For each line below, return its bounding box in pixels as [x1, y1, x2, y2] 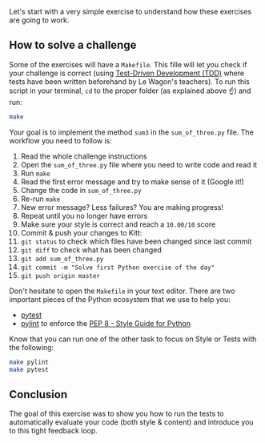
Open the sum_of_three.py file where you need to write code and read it [20, 159, 258, 169]
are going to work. [9, 15, 70, 25]
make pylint [9, 358, 49, 366]
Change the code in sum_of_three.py [20, 185, 143, 195]
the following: [9, 342, 54, 352]
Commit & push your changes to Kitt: [20, 228, 143, 237]
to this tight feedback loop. [9, 426, 98, 436]
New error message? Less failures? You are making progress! [20, 202, 223, 211]
